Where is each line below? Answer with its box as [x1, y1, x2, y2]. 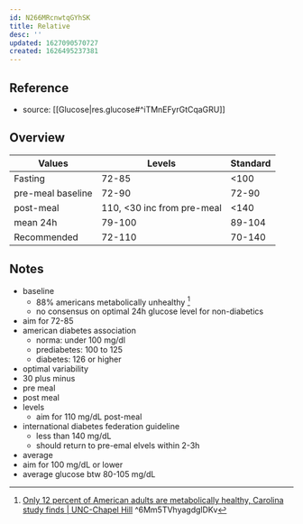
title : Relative [9, 22, 70, 31]
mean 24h [14, 216, 58, 228]
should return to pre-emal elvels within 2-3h [35, 440, 200, 451]
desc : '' [9, 30, 42, 39]
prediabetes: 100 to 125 [35, 345, 124, 355]
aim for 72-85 [22, 316, 74, 326]
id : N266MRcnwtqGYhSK [9, 13, 91, 23]
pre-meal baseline [14, 187, 93, 199]
